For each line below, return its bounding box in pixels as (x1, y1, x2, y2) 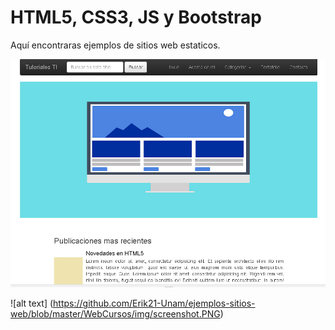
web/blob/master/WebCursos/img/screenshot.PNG (10, 308, 221, 320)
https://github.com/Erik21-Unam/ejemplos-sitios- (53, 297, 256, 310)
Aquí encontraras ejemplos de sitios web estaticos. (10, 39, 221, 51)
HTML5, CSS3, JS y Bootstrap (10, 6, 263, 29)
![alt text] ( (10, 297, 54, 310)
